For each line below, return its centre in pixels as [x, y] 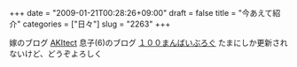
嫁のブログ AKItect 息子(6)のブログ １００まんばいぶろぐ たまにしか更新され [148, 43]
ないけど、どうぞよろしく [56, 54]
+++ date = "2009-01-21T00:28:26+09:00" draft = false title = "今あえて [141, 13]
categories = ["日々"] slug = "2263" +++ [97, 24]
